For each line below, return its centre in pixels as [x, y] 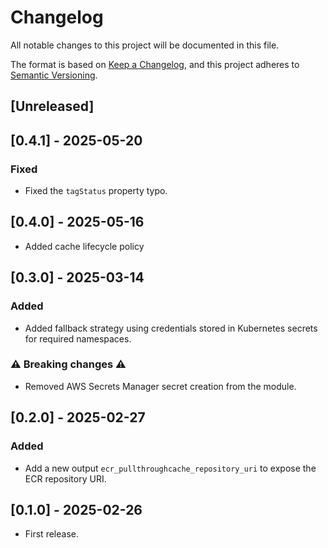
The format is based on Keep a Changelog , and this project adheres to [155, 64]
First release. [51, 534]
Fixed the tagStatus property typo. [96, 191]
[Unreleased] [52, 106]
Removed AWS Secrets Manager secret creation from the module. [160, 386]
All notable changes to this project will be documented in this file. [145, 45]
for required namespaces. [78, 338]
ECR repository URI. [65, 478]
